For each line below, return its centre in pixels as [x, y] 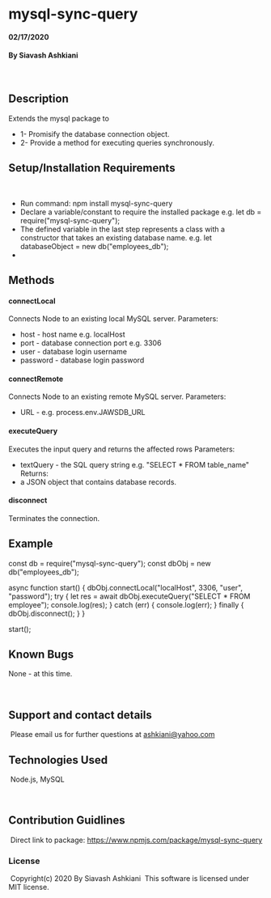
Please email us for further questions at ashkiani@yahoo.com [112, 735]
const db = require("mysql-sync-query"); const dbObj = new [110, 563]
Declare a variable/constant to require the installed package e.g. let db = [141, 212]
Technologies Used [58, 760]
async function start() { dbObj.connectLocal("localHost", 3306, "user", [126, 587]
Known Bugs [41, 655]
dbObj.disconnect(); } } [47, 613]
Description [38, 99]
